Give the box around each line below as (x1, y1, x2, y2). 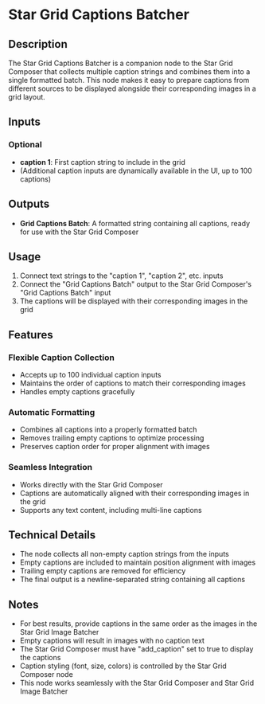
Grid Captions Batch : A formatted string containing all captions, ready (19, 218, 251, 228)
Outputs (8, 198, 50, 211)
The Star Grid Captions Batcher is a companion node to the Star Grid (8, 58, 233, 68)
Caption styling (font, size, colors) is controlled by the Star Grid (19, 661, 227, 671)
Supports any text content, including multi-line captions (19, 505, 202, 514)
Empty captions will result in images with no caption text (19, 636, 205, 646)
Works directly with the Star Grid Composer (19, 479, 163, 489)
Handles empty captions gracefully (19, 387, 135, 396)
